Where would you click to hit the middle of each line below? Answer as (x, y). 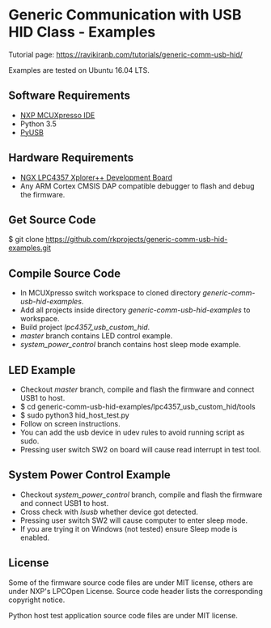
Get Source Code (52, 220)
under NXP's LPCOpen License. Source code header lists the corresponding (135, 591)
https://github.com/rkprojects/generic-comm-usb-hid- (137, 240)
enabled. (35, 537)
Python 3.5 (38, 124)
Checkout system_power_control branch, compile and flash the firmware (141, 494)
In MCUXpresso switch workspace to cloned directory (110, 293)
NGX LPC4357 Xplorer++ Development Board (96, 177)
